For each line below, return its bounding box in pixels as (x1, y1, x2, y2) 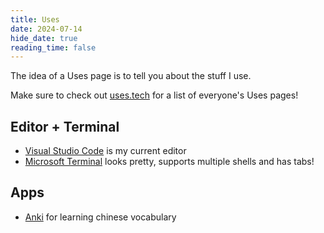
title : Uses (10, 14, 60, 25)
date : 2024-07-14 (10, 24, 83, 34)
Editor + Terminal (10, 118, 120, 135)
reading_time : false (10, 42, 97, 53)
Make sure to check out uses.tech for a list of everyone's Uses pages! (10, 89, 299, 101)
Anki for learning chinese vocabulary (24, 211, 177, 223)
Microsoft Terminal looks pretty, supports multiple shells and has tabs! (24, 156, 315, 168)
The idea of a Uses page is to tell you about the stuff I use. (10, 70, 252, 82)
